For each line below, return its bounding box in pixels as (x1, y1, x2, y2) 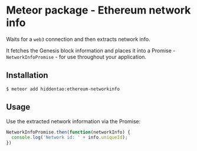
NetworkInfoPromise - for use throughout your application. (6, 53, 146, 60)
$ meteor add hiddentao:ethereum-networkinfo (6, 86, 120, 92)
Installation (6, 70, 48, 80)
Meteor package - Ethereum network (6, 4, 191, 17)
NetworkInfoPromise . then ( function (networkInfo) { (6, 129, 131, 135)
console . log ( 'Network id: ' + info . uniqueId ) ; (11, 134, 128, 140)
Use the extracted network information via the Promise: (6, 117, 141, 124)
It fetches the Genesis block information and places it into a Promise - (6, 47, 176, 54)
